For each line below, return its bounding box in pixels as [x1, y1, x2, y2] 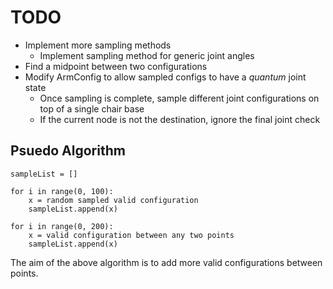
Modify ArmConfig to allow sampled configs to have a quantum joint [24, 71, 307, 83]
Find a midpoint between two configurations [24, 60, 208, 72]
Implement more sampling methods [24, 39, 172, 51]
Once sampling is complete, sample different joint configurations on [39, 92, 320, 104]
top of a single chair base [39, 102, 145, 115]
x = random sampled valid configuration [28, 195, 199, 205]
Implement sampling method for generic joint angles [39, 49, 255, 61]
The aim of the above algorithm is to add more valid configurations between [10, 256, 323, 268]
